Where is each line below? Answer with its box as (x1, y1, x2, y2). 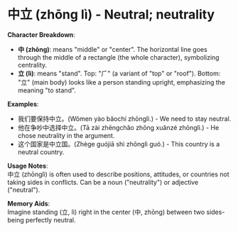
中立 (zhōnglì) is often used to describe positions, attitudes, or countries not (7, 170, 229, 178)
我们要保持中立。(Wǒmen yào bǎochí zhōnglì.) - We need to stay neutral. (17, 114, 232, 123)
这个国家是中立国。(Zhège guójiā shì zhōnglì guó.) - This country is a (17, 139, 220, 148)
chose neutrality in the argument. (17, 131, 115, 139)
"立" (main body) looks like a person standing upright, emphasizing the (17, 77, 226, 86)
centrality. (17, 60, 48, 69)
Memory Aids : (7, 199, 50, 208)
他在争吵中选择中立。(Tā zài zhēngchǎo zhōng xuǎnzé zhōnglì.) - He (17, 123, 220, 131)
